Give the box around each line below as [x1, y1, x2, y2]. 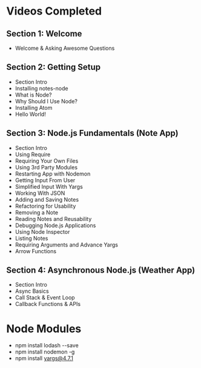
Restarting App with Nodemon [15, 170, 91, 177]
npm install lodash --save [15, 342, 79, 349]
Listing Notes [15, 234, 48, 242]
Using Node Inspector [15, 228, 70, 235]
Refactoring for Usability [15, 202, 76, 210]
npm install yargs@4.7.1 [15, 355, 74, 362]
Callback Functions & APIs [15, 301, 81, 308]
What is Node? [15, 91, 52, 98]
